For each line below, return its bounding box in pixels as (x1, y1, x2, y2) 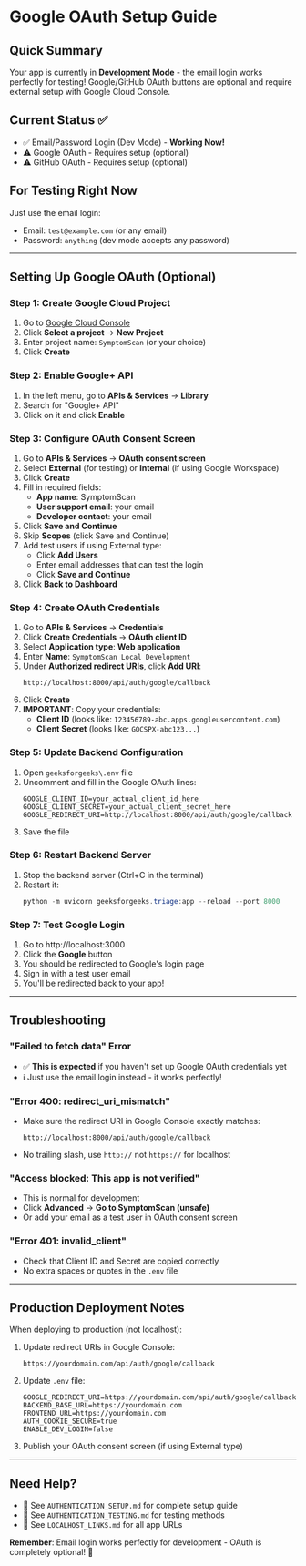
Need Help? (9, 1476, 77, 1491)
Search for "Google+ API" (22, 399, 120, 411)
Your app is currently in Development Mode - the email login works (9, 67, 263, 77)
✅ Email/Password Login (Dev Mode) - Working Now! (22, 137, 225, 148)
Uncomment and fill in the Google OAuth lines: (22, 776, 197, 787)
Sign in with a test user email (22, 967, 131, 978)
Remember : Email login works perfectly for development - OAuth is (9, 1537, 262, 1548)
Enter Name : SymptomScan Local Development (22, 651, 191, 662)
